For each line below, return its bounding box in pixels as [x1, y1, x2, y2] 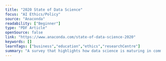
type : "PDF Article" [5, 26, 48, 30]
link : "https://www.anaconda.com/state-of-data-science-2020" [5, 35, 136, 40]
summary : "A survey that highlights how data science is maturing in [5, 48, 152, 53]
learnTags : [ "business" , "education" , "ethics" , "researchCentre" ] [5, 44, 140, 49]
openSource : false [5, 30, 43, 35]
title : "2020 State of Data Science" [5, 7, 83, 12]
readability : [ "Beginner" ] [5, 21, 61, 26]
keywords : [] [5, 39, 32, 44]
